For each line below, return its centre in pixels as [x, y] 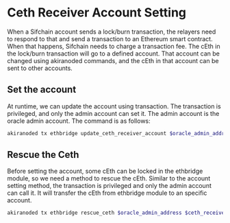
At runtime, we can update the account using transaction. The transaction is [114, 106]
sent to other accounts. [40, 68]
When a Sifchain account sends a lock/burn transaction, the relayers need [112, 32]
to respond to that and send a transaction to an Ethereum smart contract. [110, 38]
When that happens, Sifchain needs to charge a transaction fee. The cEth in [114, 46]
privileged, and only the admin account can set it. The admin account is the [113, 113]
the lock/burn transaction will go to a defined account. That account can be [114, 54]
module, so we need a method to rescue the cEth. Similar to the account [109, 178]
